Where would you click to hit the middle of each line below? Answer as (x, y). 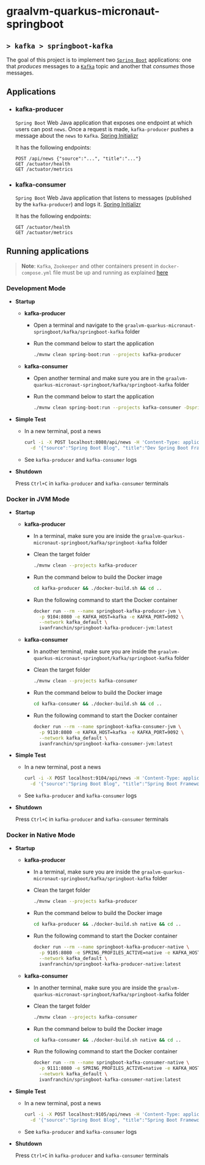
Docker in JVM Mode (38, 499)
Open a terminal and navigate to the (78, 325)
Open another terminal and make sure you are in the (99, 378)
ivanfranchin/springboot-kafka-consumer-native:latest (110, 1080)
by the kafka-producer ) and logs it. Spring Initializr (78, 204)
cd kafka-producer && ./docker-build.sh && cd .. (98, 588)
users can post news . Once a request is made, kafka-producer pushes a (104, 129)
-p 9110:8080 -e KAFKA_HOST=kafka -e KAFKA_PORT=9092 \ (111, 732)
